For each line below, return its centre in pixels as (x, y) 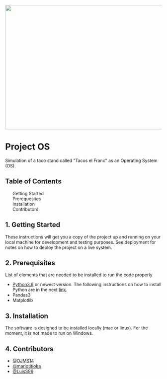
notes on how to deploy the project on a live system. (59, 247)
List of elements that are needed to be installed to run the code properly (79, 275)
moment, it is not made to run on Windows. (49, 333)
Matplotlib (23, 301)
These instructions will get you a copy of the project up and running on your (83, 237)
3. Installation (27, 316)
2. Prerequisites (30, 263)
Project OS (28, 147)
